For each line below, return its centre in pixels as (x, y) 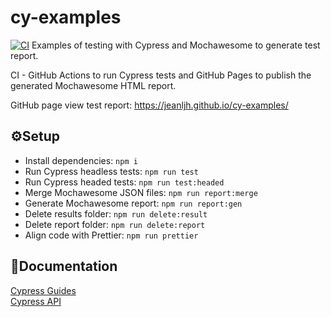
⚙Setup (35, 136)
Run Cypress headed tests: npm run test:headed (124, 182)
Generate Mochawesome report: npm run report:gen (133, 203)
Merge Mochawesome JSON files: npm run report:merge (141, 192)
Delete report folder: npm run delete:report (115, 224)
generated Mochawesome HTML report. (93, 85)
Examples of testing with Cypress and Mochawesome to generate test (176, 45)
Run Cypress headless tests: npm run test (111, 171)
